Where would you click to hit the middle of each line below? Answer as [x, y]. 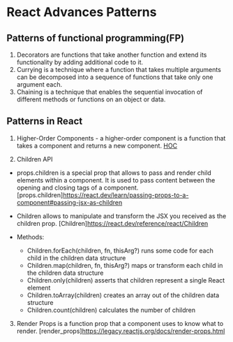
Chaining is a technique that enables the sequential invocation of [110, 92]
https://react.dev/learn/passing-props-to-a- [126, 195]
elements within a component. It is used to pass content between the [116, 180]
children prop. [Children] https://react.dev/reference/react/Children [112, 223]
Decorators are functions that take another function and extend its [112, 55]
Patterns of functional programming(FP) [96, 38]
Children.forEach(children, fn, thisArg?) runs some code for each [120, 250]
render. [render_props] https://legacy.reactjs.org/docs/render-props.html [121, 331]
